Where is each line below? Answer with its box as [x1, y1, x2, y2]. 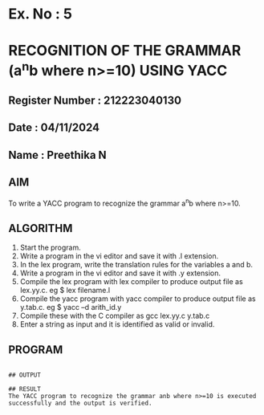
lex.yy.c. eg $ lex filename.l [19, 286, 111, 295]
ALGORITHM [8, 222, 73, 235]
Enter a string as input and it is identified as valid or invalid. [19, 319, 215, 329]
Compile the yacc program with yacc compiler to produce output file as [19, 294, 256, 303]
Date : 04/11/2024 [8, 121, 100, 135]
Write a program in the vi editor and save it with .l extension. [19, 251, 219, 261]
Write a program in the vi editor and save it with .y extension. [19, 268, 221, 278]
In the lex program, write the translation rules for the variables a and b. [19, 260, 254, 270]
